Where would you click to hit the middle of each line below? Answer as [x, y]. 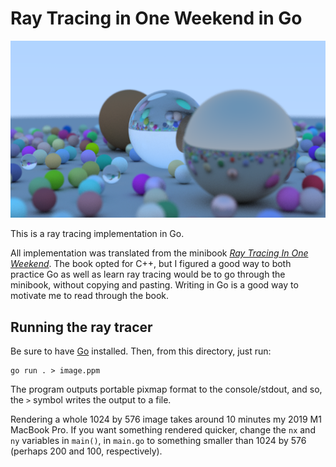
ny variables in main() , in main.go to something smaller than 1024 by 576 [158, 441]
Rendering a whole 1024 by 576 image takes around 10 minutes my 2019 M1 [166, 419]
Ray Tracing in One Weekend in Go [156, 18]
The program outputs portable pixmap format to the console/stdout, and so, [166, 389]
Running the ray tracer [81, 327]
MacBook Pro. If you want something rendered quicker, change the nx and [163, 430]
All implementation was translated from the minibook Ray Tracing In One [159, 253]
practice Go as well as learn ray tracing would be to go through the [148, 274]
